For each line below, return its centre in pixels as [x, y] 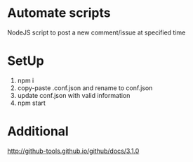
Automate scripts [59, 13]
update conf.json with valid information [74, 95]
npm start [31, 103]
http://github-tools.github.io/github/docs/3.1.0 [73, 151]
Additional [38, 131]
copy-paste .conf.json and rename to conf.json [85, 88]
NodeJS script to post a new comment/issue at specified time [96, 32]
